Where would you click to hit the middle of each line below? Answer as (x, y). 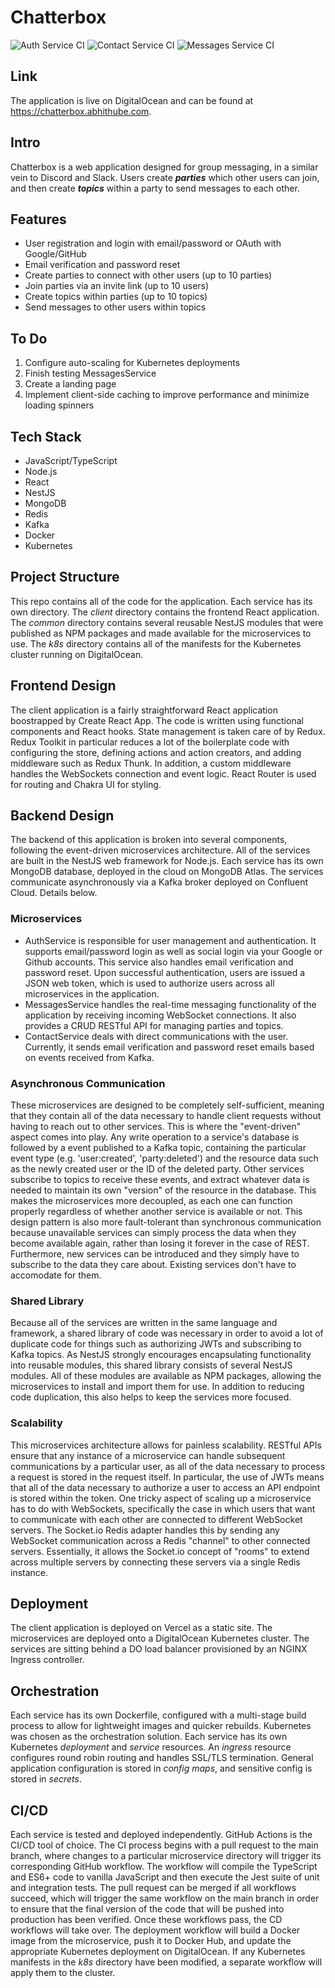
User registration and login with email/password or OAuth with (153, 243)
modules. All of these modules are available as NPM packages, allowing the (166, 1376)
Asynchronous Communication (88, 1083)
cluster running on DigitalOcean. (77, 654)
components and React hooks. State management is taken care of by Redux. (168, 731)
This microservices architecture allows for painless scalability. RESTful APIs (166, 1445)
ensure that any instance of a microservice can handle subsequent (148, 1455)
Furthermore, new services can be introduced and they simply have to (155, 1254)
